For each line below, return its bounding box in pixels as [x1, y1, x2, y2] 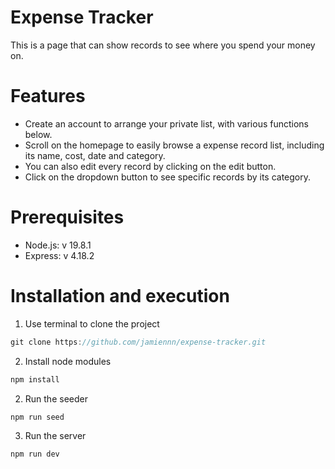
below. [24, 128, 53, 140]
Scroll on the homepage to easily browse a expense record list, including [24, 139, 325, 151]
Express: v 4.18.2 [24, 249, 95, 261]
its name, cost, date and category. [24, 149, 166, 161]
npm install [10, 374, 60, 385]
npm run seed [10, 412, 65, 422]
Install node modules [24, 355, 112, 367]
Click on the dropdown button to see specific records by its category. [24, 171, 312, 183]
